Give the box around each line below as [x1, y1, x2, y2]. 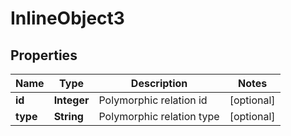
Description [130, 77, 188, 90]
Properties [10, 47, 78, 64]
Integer [53, 93, 90, 107]
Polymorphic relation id [98, 93, 208, 107]
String [53, 110, 84, 123]
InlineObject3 [10, 7, 125, 30]
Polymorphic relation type [98, 110, 220, 123]
